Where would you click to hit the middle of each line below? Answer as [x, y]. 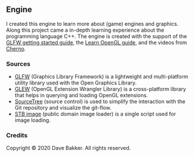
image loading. [33, 120]
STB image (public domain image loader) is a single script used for [95, 114]
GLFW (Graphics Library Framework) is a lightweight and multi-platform [101, 77]
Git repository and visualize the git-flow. [63, 108]
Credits [17, 135]
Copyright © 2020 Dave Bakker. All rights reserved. [68, 148]
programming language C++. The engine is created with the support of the [96, 36]
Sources [18, 64]
